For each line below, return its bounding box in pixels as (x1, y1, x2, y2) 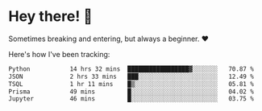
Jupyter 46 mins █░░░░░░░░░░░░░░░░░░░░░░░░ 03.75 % (8, 95, 254, 103)
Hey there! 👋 (8, 7, 93, 26)
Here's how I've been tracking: (8, 49, 110, 59)
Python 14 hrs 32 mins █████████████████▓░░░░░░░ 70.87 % (8, 64, 254, 73)
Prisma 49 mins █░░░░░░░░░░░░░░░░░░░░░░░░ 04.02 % (8, 88, 254, 96)
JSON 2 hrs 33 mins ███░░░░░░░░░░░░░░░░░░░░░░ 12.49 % (8, 72, 254, 80)
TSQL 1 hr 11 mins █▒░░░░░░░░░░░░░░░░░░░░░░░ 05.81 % (8, 80, 254, 88)
